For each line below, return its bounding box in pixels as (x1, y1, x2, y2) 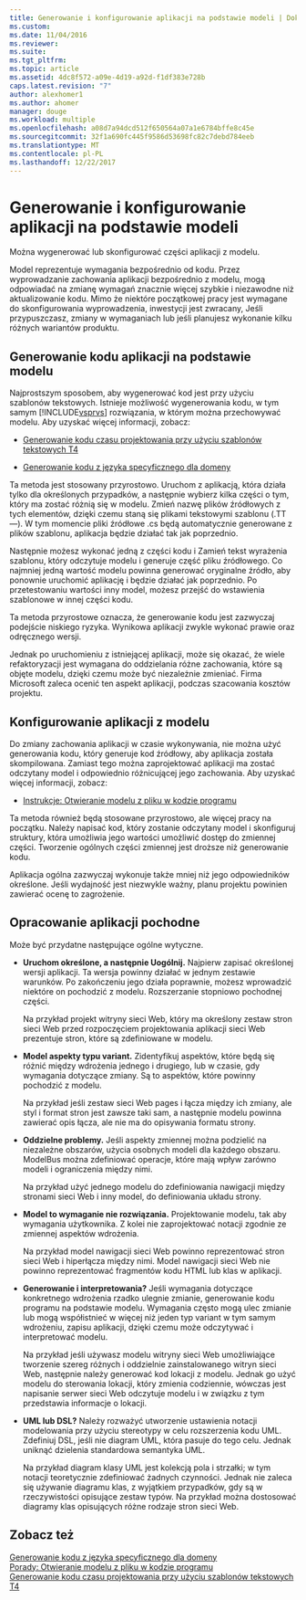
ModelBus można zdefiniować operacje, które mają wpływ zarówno (22, 1153, 277, 1164)
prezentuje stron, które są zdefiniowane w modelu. (22, 1033, 213, 1044)
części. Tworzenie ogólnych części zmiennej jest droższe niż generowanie (9, 842, 289, 853)
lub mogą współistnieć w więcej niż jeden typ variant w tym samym (22, 1311, 276, 1322)
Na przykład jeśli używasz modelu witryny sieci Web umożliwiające (22, 1349, 276, 1360)
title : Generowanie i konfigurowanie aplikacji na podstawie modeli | (9, 13, 283, 23)
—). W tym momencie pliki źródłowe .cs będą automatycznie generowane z (9, 518, 293, 530)
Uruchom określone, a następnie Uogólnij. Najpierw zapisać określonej (22, 956, 294, 968)
